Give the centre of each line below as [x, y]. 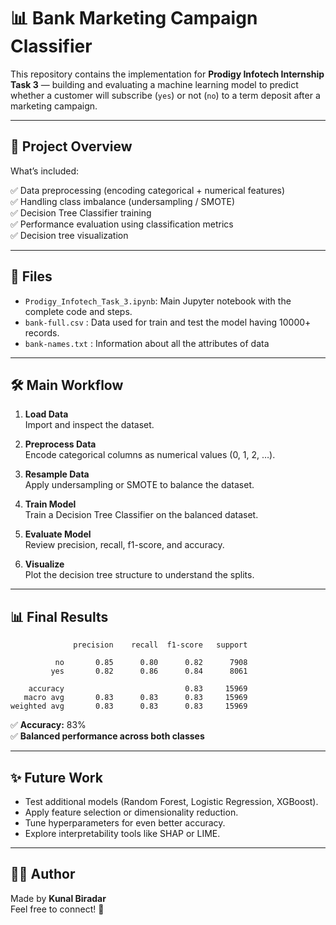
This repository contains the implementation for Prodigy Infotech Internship [167, 74]
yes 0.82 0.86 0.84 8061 [149, 671]
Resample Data [57, 474]
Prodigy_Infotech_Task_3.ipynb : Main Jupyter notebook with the [158, 301]
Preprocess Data [60, 444]
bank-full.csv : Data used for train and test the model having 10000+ [168, 322]
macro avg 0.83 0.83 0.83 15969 [135, 698]
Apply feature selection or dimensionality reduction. [131, 812]
